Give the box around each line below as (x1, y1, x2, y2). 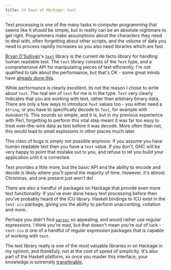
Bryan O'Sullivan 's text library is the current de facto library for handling (5, 53, 158, 59)
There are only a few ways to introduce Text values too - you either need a (5, 101, 162, 107)
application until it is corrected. (5, 154, 70, 160)
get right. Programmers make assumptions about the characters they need (5, 32, 162, 38)
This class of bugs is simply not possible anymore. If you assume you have (5, 138, 163, 144)
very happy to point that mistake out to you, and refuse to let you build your (5, 149, 164, 155)
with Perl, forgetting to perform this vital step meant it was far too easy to (5, 117, 160, 123)
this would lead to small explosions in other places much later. (5, 128, 136, 134)
